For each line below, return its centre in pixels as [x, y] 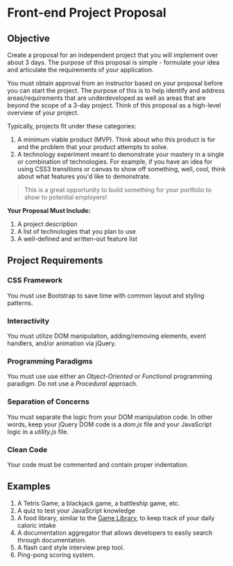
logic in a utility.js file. [38, 431]
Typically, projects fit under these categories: [72, 126]
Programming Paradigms [50, 361]
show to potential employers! [66, 197]
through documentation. [52, 540]
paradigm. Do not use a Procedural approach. [72, 384]
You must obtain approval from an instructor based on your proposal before [115, 83]
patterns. [20, 302]
